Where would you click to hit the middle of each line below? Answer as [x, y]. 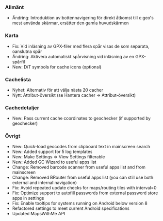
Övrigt [13, 136]
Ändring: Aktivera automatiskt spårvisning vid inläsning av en [73, 56]
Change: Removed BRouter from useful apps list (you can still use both [83, 178]
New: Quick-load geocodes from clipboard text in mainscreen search [81, 147]
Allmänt [15, 7]
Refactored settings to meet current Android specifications [71, 208]
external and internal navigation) [44, 183]
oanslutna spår [27, 51]
